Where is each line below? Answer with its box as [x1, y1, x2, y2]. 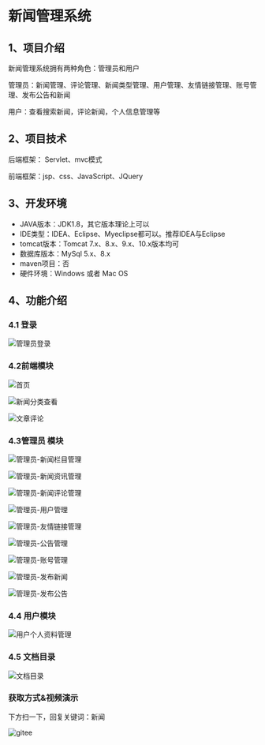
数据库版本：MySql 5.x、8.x [19, 249, 110, 258]
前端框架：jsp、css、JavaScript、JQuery [8, 171, 144, 181]
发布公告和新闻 [21, 90, 71, 99]
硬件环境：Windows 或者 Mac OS [19, 268, 129, 278]
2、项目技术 [8, 132, 67, 146]
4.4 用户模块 [8, 610, 57, 621]
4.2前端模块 [8, 361, 54, 372]
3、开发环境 [8, 197, 67, 210]
